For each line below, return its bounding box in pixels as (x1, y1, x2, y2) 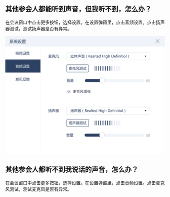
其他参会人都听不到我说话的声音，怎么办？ (5, 165, 138, 174)
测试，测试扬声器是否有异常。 (9, 25, 72, 31)
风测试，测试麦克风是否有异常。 (5, 186, 72, 192)
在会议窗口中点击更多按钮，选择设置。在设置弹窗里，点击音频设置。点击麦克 (5, 179, 165, 186)
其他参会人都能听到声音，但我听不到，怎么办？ (5, 5, 152, 14)
